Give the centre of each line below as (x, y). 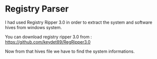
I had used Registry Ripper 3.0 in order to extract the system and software (79, 22)
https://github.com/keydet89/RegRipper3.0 (48, 42)
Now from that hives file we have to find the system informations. (70, 51)
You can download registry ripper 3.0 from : (49, 37)
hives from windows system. (33, 27)
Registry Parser (37, 9)
